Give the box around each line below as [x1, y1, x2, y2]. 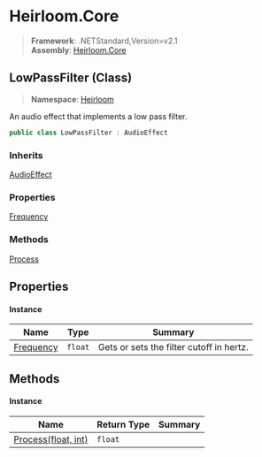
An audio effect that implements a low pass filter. [9, 110, 188, 121]
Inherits [9, 149, 43, 161]
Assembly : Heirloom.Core [30, 44, 127, 55]
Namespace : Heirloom [30, 94, 115, 104]
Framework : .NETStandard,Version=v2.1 [30, 35, 178, 46]
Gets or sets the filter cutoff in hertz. [97, 341, 250, 354]
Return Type [96, 418, 150, 430]
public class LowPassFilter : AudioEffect [9, 128, 168, 137]
